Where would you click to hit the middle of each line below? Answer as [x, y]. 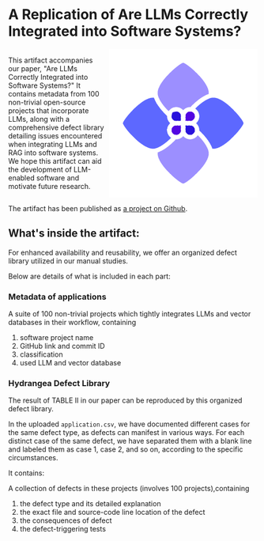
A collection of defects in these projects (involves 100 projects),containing [129, 489]
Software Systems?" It [44, 85]
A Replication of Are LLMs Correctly [128, 15]
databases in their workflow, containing [72, 323]
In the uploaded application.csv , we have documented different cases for [129, 424]
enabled [21, 178]
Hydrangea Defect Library [59, 383]
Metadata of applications [57, 297]
